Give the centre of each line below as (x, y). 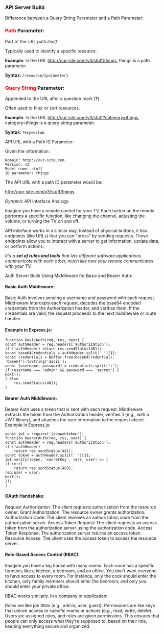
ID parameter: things (27, 173)
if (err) (14, 464)
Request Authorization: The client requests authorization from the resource (81, 507)
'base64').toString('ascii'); (36, 362)
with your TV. (18, 266)
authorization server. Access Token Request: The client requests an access (81, 522)
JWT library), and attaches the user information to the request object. (75, 419)
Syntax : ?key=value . (25, 132)
